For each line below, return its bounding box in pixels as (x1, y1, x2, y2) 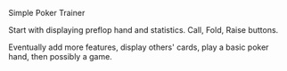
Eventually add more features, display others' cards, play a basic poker (8, 42, 269, 52)
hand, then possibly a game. (8, 51, 112, 61)
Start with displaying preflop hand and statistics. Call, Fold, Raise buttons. (8, 25, 279, 35)
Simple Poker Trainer (8, 8, 86, 18)
